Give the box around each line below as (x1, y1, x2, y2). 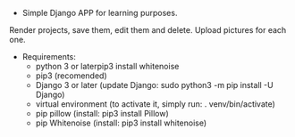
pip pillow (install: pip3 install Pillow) (35, 109, 169, 118)
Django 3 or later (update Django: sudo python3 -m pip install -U (35, 80, 274, 90)
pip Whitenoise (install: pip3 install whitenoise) (35, 117, 207, 128)
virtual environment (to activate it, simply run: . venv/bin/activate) (35, 99, 275, 109)
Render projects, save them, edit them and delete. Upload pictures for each (9, 25, 287, 35)
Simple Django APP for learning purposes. (21, 8, 178, 18)
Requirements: (21, 52, 76, 61)
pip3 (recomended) (35, 70, 107, 81)
